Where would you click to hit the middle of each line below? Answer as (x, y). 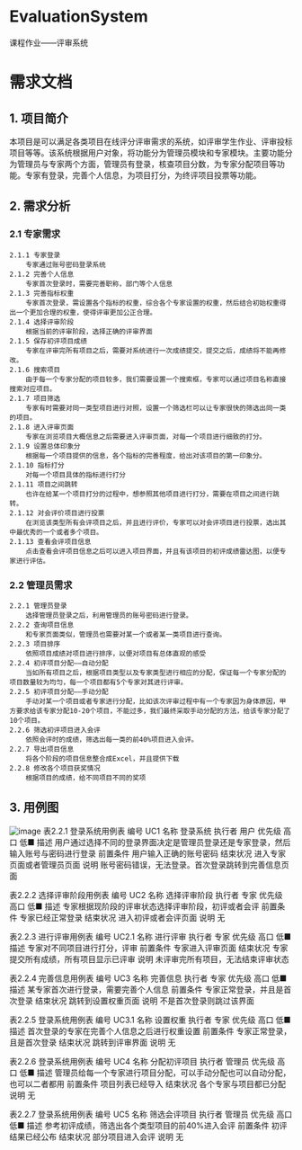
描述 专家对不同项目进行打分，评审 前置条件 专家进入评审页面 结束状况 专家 (149, 948)
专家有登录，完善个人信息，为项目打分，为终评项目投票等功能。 (143, 175)
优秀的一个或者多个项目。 (62, 532)
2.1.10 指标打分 (37, 465)
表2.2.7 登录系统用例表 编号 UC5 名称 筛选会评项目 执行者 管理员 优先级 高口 (151, 1114)
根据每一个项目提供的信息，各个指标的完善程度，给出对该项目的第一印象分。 (146, 456)
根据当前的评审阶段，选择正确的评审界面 (89, 331)
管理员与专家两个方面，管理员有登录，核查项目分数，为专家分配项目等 (147, 164)
